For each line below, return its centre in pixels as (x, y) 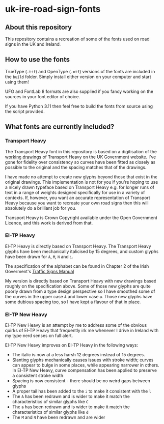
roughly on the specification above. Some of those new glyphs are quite (78, 286)
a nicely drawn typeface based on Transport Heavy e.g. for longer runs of (80, 187)
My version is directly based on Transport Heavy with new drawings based (81, 281)
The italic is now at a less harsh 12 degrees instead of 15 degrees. (79, 355)
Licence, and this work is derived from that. (49, 223)
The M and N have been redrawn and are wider (59, 417)
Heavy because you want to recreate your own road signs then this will (77, 203)
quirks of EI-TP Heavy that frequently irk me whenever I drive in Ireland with (82, 331)
